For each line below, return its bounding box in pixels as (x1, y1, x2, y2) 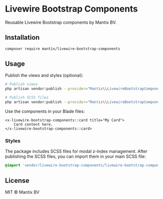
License (5, 176, 30, 184)
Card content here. (14, 122, 53, 127)
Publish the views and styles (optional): (5, 73, 83, 78)
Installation (5, 33, 40, 42)
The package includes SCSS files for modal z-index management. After (5, 149, 148, 154)
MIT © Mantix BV (5, 189, 40, 195)
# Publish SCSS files (5, 95, 49, 100)
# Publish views (5, 82, 38, 87)
